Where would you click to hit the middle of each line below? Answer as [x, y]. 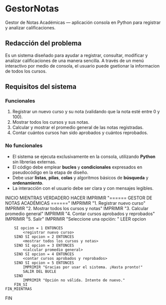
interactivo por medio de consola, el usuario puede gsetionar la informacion [83, 66]
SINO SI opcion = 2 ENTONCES [44, 236]
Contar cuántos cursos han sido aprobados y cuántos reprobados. [80, 133]
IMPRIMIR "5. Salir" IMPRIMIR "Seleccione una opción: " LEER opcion [76, 219]
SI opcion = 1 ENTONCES [39, 228]
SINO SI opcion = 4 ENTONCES [44, 254]
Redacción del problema [43, 43]
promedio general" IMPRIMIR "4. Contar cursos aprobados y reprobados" [80, 214]
